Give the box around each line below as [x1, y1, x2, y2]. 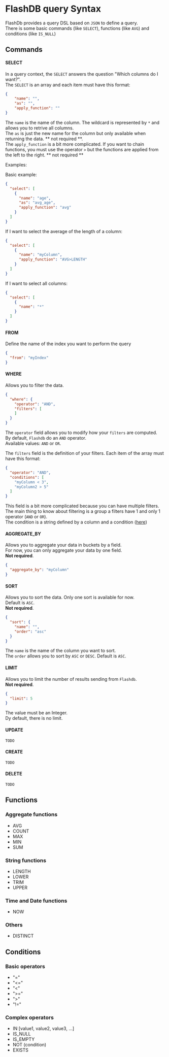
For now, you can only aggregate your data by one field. [5, 547, 122, 553]
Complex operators [5, 1014, 54, 1021]
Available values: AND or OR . [5, 440, 61, 447]
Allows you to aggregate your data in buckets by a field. [5, 542, 122, 548]
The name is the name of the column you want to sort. [5, 648, 116, 654]
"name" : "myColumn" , [18, 252, 62, 257]
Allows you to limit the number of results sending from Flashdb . [5, 676, 137, 682]
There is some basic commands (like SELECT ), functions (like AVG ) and [5, 25, 150, 31]
